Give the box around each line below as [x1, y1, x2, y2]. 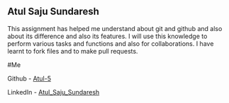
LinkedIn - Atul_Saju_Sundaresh [7, 87, 100, 96]
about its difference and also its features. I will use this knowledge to [7, 32, 208, 40]
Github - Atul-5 [7, 74, 52, 83]
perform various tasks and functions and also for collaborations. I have [7, 39, 214, 48]
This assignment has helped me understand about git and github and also [7, 24, 223, 32]
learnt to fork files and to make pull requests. [7, 47, 138, 55]
